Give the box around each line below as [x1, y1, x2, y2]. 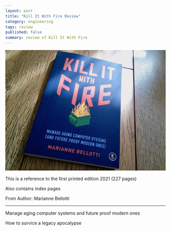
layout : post [5, 8, 33, 13]
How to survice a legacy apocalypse [5, 220, 81, 226]
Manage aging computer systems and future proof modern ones [5, 210, 140, 216]
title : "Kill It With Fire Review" [5, 13, 81, 19]
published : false [5, 30, 42, 35]
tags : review [5, 24, 33, 30]
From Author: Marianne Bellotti [5, 195, 70, 201]
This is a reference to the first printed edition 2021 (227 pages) [5, 175, 137, 182]
